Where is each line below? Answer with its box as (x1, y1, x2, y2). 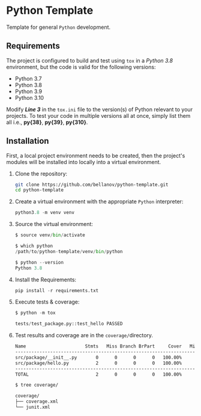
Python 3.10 (14, 94, 44, 101)
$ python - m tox (14, 310, 56, 316)
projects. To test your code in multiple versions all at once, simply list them (6, 112, 191, 119)
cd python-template (14, 187, 64, 193)
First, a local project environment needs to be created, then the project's (6, 151, 185, 159)
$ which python (14, 243, 53, 249)
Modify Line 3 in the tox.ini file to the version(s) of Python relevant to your (6, 106, 193, 113)
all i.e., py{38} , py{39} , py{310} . (6, 118, 88, 126)
